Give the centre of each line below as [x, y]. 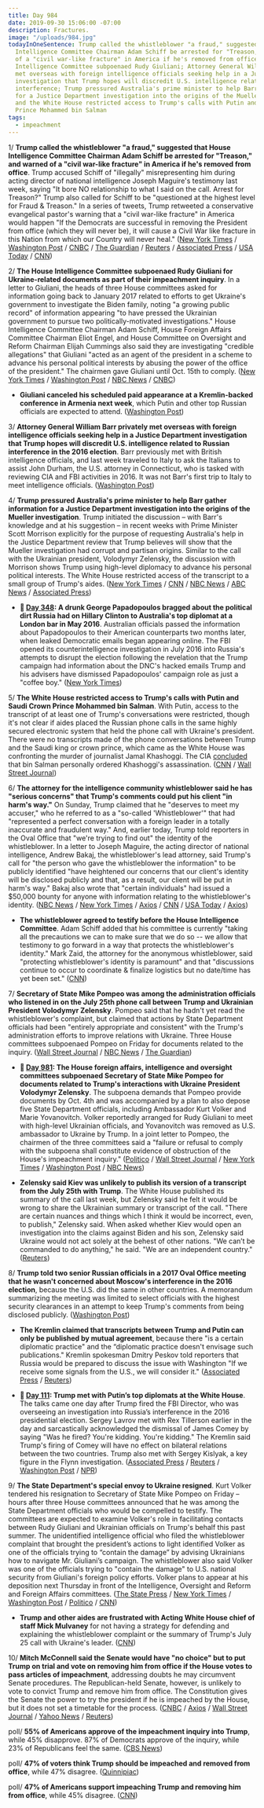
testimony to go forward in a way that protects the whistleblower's [126, 945]
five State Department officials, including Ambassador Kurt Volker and [133, 1109]
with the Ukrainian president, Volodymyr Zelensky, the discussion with [122, 558]
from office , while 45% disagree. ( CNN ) [73, 1795]
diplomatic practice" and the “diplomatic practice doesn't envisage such [136, 1346]
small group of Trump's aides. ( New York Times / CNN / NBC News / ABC [127, 584]
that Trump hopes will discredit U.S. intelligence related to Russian [119, 443]
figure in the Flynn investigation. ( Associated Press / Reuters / [119, 1462]
